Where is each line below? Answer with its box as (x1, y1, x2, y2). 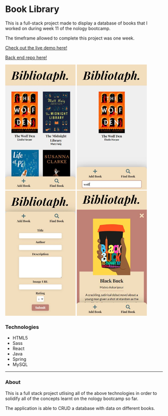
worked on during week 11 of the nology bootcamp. (5, 25, 111, 31)
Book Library (5, 4, 59, 15)
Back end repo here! (5, 54, 47, 61)
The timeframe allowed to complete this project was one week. (5, 35, 135, 41)
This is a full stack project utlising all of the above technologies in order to (5, 390, 157, 396)
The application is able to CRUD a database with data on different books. (5, 405, 155, 411)
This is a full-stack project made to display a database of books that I (5, 20, 147, 26)
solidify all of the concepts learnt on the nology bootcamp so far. (5, 395, 138, 401)
